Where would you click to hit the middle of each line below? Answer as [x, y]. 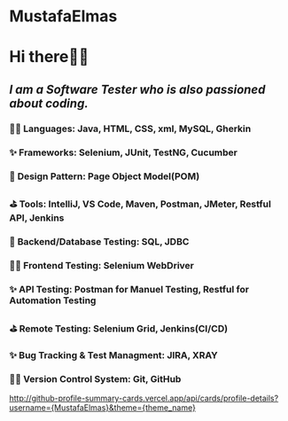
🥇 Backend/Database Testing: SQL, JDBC [99, 242]
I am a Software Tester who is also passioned [137, 89]
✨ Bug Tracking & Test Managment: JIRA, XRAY [114, 355]
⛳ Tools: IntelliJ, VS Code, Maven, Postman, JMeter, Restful [140, 204]
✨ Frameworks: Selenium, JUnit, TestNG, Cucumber [123, 152]
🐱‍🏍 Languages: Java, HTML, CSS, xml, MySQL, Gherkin [130, 129]
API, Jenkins [37, 218]
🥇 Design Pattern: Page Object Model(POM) [105, 176]
